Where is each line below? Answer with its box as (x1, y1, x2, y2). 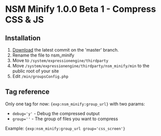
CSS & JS (5, 14, 44, 25)
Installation (5, 34, 41, 42)
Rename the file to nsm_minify (12, 52, 75, 58)
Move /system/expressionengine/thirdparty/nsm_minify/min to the (12, 63, 150, 68)
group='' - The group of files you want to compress (12, 116, 118, 122)
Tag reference (5, 88, 50, 96)
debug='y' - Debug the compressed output (12, 110, 100, 116)
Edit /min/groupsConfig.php (12, 73, 69, 79)
